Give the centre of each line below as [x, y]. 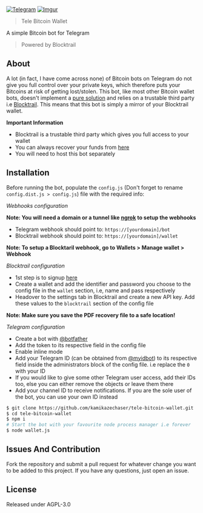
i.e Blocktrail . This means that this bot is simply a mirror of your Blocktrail [98, 104]
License [22, 490]
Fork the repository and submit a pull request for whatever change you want [101, 464]
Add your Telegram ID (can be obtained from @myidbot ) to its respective [106, 358]
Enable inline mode [39, 351]
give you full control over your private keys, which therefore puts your [93, 84]
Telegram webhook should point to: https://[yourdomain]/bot [93, 229]
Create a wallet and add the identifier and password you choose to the [103, 284]
